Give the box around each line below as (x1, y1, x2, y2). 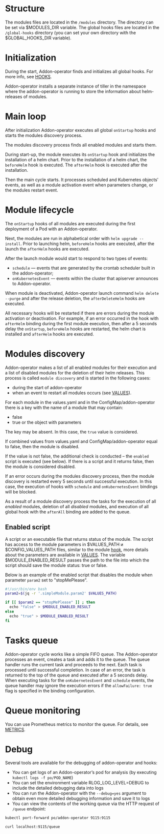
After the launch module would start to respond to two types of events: (5, 255, 148, 261)
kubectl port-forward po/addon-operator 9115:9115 (5, 815, 111, 821)
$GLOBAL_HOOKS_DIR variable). (5, 35, 72, 41)
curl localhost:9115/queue (5, 825, 60, 830)
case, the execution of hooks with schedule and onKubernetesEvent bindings (5, 483, 158, 490)
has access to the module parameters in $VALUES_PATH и (5, 541, 123, 547)
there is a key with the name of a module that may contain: (5, 404, 123, 410)
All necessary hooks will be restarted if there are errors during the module (5, 310, 154, 316)
